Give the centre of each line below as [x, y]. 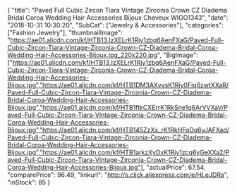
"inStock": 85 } [29, 182]
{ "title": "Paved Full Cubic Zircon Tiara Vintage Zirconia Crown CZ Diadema [117, 10]
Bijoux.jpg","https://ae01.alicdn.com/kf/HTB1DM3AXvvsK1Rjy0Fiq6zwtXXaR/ [118, 85]
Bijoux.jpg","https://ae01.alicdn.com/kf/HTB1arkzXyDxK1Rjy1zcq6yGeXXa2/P [119, 152]
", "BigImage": [178, 55]
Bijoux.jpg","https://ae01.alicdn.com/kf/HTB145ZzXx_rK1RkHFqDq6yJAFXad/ [118, 130]
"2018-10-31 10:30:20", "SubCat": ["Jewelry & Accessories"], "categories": [116, 25]
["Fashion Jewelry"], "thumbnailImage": [65, 32]
